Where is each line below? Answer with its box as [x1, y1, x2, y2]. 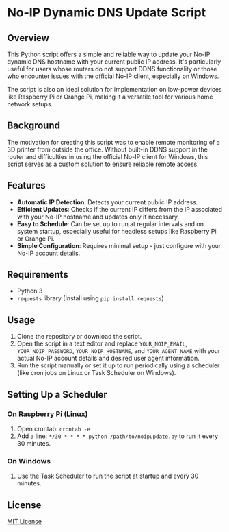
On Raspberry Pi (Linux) [7, 409, 88, 419]
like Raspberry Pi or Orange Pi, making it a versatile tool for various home [7, 93, 213, 101]
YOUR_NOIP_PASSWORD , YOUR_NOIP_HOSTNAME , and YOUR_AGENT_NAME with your [16, 347, 221, 355]
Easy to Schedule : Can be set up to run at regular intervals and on [16, 219, 204, 228]
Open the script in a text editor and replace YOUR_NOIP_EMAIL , [16, 339, 188, 348]
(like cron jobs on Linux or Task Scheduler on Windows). [16, 369, 176, 377]
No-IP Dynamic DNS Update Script [7, 5, 206, 21]
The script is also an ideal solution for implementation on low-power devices [7, 86, 222, 93]
